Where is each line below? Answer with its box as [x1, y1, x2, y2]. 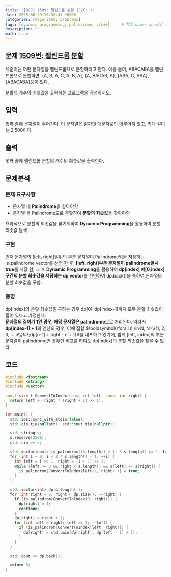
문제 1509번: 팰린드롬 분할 [5, 52, 84, 60]
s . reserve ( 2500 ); [10, 435, 47, 441]
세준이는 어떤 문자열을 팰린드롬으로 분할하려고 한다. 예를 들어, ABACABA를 [5, 66, 154, 72]
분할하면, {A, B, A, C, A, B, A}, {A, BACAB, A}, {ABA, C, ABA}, [22, 72, 149, 78]
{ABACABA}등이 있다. [5, 79, 49, 85]
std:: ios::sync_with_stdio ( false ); [10, 417, 85, 422]
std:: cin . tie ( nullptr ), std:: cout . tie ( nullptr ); [10, 421, 115, 427]
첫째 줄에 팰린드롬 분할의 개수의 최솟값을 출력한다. [5, 158, 105, 164]
